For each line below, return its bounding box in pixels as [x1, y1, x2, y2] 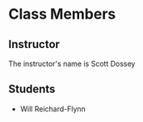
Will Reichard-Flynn [19, 103, 86, 114]
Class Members [8, 5, 116, 24]
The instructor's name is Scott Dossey [8, 59, 136, 68]
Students [8, 82, 56, 96]
